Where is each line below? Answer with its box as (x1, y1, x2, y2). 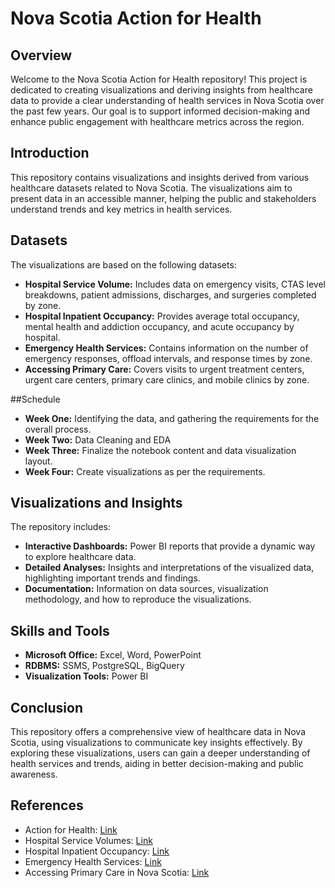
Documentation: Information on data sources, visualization (24, 583, 269, 595)
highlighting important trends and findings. (24, 572, 201, 584)
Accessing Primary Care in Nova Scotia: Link (24, 866, 210, 878)
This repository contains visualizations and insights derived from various (10, 171, 310, 183)
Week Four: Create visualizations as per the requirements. (24, 465, 266, 477)
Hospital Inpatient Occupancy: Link (24, 845, 170, 857)
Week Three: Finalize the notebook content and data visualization (24, 444, 297, 456)
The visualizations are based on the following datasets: (10, 258, 237, 271)
